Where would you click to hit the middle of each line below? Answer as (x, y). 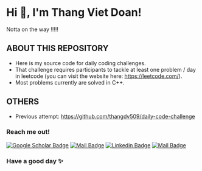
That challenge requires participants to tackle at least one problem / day (105, 69)
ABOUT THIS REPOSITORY (57, 48)
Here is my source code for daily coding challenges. (80, 63)
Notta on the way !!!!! (33, 29)
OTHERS (23, 102)
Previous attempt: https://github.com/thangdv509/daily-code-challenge (105, 116)
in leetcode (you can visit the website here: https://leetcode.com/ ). (99, 76)
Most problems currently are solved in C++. (70, 82)
